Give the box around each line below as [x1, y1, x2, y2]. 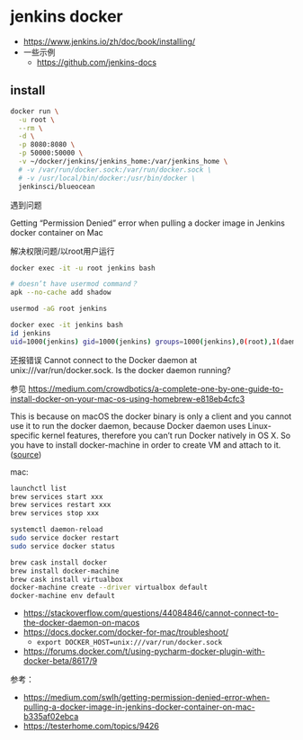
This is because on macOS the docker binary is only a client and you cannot [10, 411, 292, 422]
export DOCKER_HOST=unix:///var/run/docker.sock [36, 638, 223, 647]
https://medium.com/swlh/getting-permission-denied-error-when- [22, 692, 271, 703]
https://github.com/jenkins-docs [36, 57, 156, 67]
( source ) [10, 449, 42, 459]
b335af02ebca [22, 711, 79, 722]
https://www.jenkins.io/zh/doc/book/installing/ [22, 36, 196, 47]
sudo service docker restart [10, 533, 120, 542]
